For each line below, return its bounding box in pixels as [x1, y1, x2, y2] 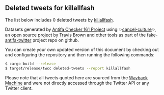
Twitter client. [5, 85, 33, 91]
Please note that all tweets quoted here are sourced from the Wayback [5, 74, 148, 80]
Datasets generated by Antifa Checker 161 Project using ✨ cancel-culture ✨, [5, 26, 157, 32]
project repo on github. [32, 37, 79, 43]
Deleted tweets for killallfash [5, 4, 95, 12]
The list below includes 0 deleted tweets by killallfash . [5, 17, 114, 23]
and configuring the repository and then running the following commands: [5, 51, 155, 58]
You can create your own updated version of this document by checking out [5, 47, 159, 52]
